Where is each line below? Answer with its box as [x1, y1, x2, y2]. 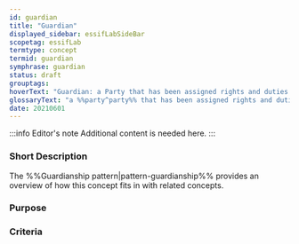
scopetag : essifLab [9, 37, 82, 47]
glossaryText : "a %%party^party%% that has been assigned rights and [9, 95, 273, 105]
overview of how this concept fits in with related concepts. [9, 179, 224, 191]
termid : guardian [9, 54, 74, 63]
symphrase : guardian [9, 63, 86, 72]
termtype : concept [9, 46, 77, 55]
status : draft [9, 71, 62, 80]
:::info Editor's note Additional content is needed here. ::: [9, 128, 216, 138]
